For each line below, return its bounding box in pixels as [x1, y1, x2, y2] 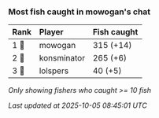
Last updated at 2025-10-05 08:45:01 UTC [8, 101, 147, 110]
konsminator [39, 53, 85, 64]
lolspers [39, 65, 69, 76]
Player [39, 27, 65, 38]
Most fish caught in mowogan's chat [8, 6, 151, 17]
